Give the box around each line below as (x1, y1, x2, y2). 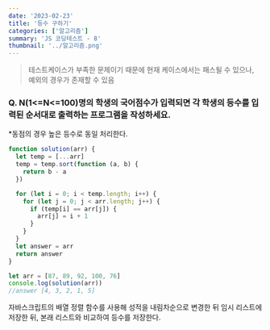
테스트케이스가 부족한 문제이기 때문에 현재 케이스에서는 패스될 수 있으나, (27, 65, 255, 75)
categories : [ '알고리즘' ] (8, 27, 89, 35)
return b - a (23, 168, 67, 176)
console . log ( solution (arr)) (8, 279, 103, 287)
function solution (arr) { (8, 145, 95, 153)
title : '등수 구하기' (8, 19, 73, 27)
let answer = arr (15, 242, 74, 250)
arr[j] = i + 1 (37, 212, 89, 220)
